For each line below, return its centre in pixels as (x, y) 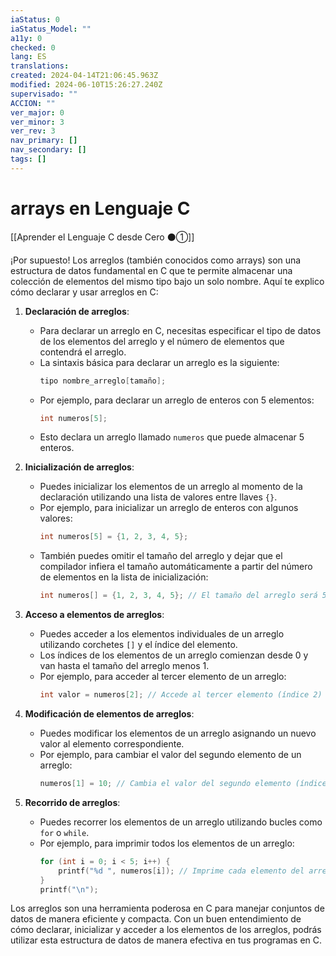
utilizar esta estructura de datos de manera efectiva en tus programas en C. (166, 940)
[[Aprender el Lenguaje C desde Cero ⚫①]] (102, 237)
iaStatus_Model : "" (51, 29)
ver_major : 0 (37, 112)
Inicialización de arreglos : (79, 467)
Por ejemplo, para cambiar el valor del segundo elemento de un (170, 755)
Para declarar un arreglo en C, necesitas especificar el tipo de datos (180, 330)
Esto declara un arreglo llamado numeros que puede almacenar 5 (172, 437)
